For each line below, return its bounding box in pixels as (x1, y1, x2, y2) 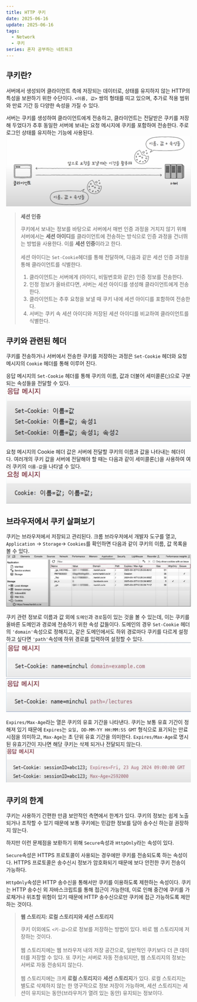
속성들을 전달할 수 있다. (16, 380, 70, 387)
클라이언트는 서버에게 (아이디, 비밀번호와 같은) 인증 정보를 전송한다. (29, 273, 184, 280)
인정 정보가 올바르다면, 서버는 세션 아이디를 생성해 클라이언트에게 (29, 280, 178, 287)
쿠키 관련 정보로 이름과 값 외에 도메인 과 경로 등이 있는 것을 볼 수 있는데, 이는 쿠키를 (6, 613, 190, 620)
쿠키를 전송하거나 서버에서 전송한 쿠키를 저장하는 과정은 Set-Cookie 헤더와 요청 (6, 352, 188, 360)
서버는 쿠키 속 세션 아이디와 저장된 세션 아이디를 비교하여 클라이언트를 (29, 310, 189, 317)
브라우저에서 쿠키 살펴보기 (6, 517, 95, 527)
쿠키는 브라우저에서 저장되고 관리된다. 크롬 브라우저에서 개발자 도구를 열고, (6, 533, 177, 540)
